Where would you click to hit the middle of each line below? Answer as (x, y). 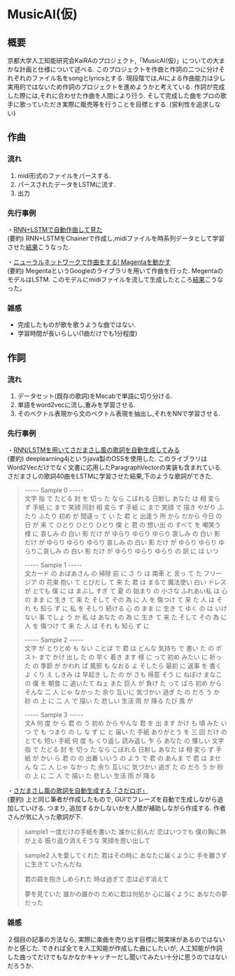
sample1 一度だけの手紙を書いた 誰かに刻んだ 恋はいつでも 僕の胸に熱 (125, 832)
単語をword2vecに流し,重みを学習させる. (77, 404)
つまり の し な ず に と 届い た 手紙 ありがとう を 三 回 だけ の (137, 732)
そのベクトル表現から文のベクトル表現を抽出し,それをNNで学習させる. (119, 413)
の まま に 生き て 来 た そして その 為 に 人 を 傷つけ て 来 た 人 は (120, 600)
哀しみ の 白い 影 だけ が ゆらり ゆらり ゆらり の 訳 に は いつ (131, 551)
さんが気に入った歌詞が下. (45, 817)
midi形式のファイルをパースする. (64, 175)
